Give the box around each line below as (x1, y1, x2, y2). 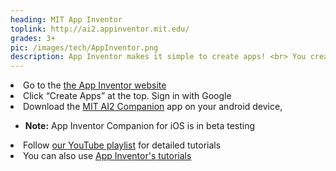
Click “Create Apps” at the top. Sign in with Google (23, 90, 232, 102)
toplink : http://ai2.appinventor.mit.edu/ (10, 24, 190, 34)
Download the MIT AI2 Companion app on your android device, (23, 101, 283, 113)
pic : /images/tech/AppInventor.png (10, 42, 159, 53)
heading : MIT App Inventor (10, 14, 123, 25)
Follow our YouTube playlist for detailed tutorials (23, 139, 222, 151)
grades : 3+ (10, 33, 56, 43)
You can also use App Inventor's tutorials (23, 150, 192, 162)
